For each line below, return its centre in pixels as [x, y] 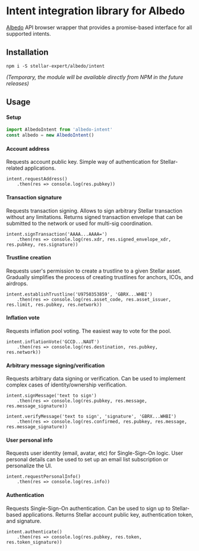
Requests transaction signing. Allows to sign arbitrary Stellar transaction [94, 210]
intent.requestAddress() [37, 179]
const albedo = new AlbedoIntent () [50, 135]
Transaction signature [34, 197]
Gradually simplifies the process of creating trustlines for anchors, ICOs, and [100, 277]
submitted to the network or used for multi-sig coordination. [80, 223]
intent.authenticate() [34, 532]
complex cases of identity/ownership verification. [67, 385]
